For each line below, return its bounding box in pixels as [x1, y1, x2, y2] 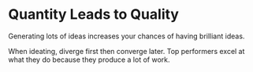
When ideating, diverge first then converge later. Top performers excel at [8, 46, 245, 56]
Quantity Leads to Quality [8, 5, 180, 23]
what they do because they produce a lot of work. [8, 55, 170, 64]
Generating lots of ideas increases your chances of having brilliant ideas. [8, 31, 245, 41]
